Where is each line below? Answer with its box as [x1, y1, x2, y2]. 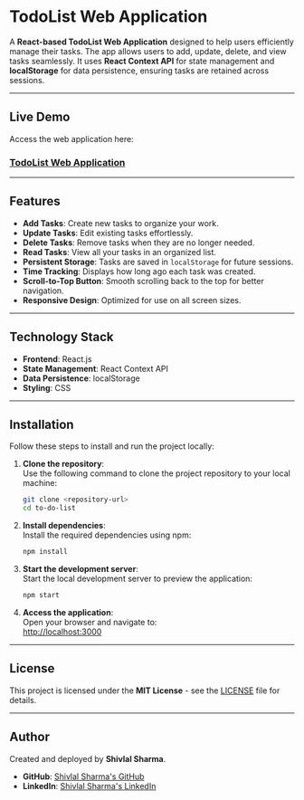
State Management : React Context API [22, 363, 169, 374]
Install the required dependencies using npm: [22, 529, 192, 540]
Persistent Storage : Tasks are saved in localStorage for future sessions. [22, 256, 294, 267]
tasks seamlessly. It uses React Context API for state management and [9, 55, 275, 66]
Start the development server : [22, 564, 138, 575]
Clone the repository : [22, 459, 105, 470]
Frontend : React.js [22, 353, 92, 364]
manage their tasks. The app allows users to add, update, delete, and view [9, 45, 287, 56]
